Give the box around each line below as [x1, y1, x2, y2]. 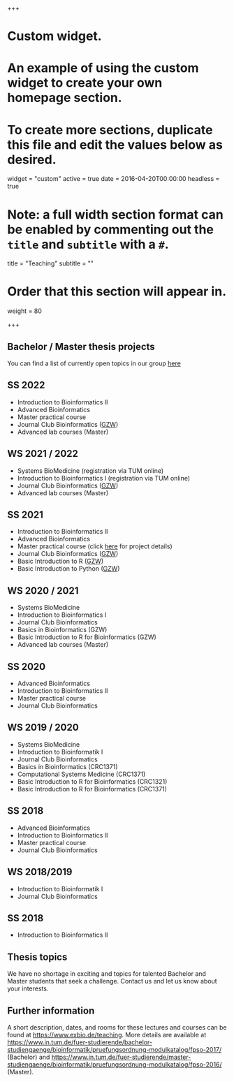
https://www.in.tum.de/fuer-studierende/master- [51, 1053, 191, 1061]
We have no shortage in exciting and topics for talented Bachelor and [7, 970, 206, 978]
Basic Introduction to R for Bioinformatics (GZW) [17, 633, 157, 641]
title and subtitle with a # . [7, 236, 169, 252]
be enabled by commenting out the [7, 221, 214, 237]
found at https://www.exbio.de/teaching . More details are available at [7, 1030, 207, 1039]
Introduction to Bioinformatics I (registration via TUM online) [17, 474, 191, 482]
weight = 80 [7, 307, 42, 315]
